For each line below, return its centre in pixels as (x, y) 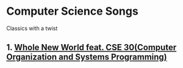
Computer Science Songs (72, 11)
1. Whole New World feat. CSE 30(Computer (91, 47)
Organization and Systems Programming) (87, 57)
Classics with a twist (32, 28)
